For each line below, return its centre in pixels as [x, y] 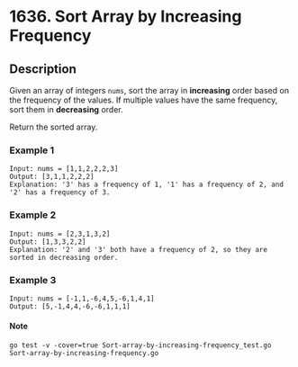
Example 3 [33, 280]
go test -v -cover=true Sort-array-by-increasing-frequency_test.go [140, 345]
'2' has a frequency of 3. [60, 192]
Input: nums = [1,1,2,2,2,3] [64, 169]
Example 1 [32, 150]
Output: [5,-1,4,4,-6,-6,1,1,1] [70, 306]
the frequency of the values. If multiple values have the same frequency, [144, 100]
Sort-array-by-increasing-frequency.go [84, 354]
